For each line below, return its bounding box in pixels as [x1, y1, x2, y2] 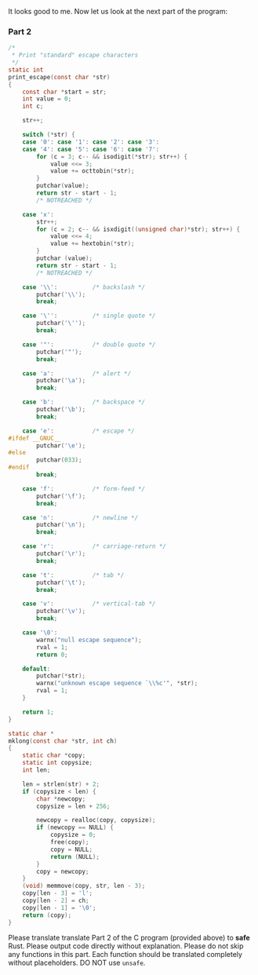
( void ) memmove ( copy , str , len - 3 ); [22, 882, 146, 890]
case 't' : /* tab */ [22, 571, 125, 579]
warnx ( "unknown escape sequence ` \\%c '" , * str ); [36, 679, 198, 688]
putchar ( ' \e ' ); [36, 441, 86, 450]
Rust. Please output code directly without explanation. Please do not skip [8, 941, 244, 951]
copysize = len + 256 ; [36, 802, 111, 810]
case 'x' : [22, 210, 55, 218]
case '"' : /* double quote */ [22, 341, 156, 349]
